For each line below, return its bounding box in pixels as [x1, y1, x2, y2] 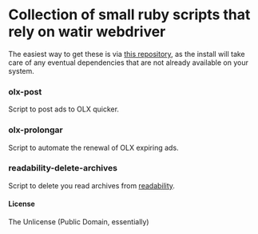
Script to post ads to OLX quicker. [8, 104, 120, 114]
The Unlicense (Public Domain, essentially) [8, 217, 149, 227]
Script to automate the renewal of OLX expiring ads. [8, 143, 179, 152]
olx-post [8, 86, 42, 97]
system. [8, 66, 34, 75]
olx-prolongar [8, 124, 63, 135]
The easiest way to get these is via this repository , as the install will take [8, 49, 245, 58]
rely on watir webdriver [8, 22, 166, 41]
